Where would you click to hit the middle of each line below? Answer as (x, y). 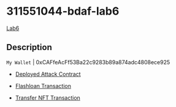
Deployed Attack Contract (48, 74)
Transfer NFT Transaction (48, 98)
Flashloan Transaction (43, 86)
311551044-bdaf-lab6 (63, 11)
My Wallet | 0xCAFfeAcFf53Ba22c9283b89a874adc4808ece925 (88, 62)
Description (29, 47)
